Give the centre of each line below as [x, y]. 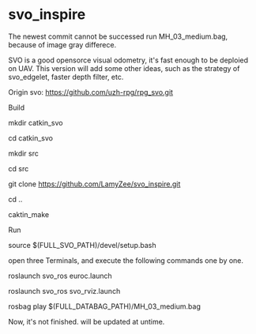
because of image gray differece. [62, 44]
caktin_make [29, 214]
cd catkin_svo [31, 138]
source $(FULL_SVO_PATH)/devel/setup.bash [82, 245]
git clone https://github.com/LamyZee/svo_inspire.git [94, 184]
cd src [19, 168]
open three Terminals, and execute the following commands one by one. [126, 260]
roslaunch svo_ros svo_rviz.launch [64, 291]
